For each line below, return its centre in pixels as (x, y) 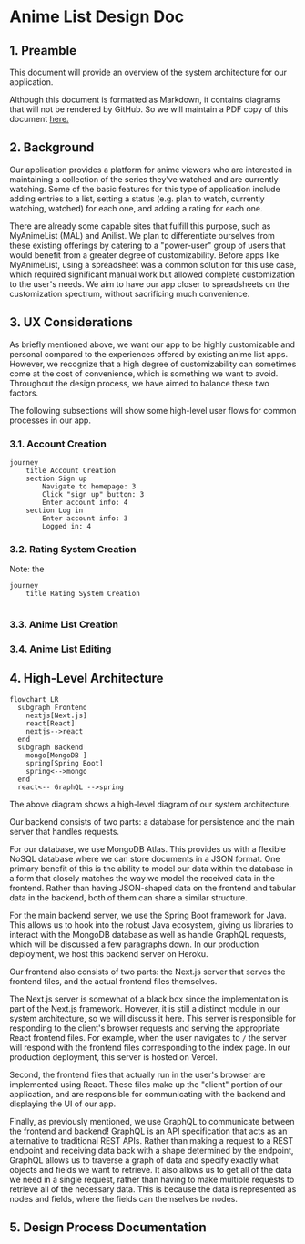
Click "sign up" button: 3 (93, 494)
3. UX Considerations (71, 322)
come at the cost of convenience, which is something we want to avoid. (144, 373)
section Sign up (57, 478)
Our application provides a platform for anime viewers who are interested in (151, 170)
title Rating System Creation (83, 594)
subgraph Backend (51, 747)
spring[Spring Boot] (65, 763)
